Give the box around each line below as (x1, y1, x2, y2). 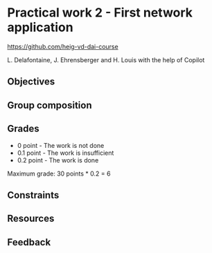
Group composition (7, 99, 92, 111)
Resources (7, 213, 55, 225)
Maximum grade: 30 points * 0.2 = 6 (7, 169, 111, 178)
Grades (7, 123, 39, 135)
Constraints (7, 189, 60, 201)
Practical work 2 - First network (7, 5, 193, 21)
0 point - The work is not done (17, 141, 105, 149)
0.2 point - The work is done (17, 156, 99, 164)
